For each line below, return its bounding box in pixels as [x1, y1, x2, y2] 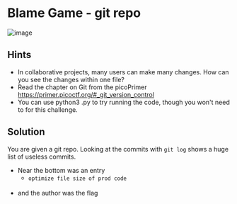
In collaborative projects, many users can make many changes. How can [17, 67, 229, 76]
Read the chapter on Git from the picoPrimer [17, 83, 147, 91]
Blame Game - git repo [7, 5, 141, 21]
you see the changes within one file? [17, 75, 125, 84]
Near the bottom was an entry [17, 166, 105, 174]
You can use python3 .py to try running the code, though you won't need [17, 98, 230, 106]
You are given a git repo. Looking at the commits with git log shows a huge [7, 144, 229, 153]
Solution [7, 126, 45, 138]
